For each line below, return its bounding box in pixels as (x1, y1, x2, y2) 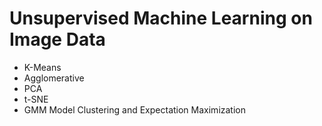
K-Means (23, 61, 62, 73)
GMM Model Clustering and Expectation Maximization (23, 103, 247, 116)
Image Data (9, 28, 106, 51)
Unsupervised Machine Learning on (9, 7, 313, 30)
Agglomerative (23, 72, 85, 84)
